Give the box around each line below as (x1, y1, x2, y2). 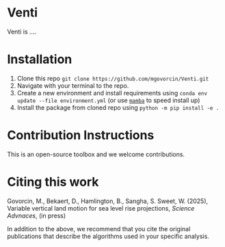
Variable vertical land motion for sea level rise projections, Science (7, 204, 195, 212)
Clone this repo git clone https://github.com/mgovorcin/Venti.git (16, 74, 209, 82)
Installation (7, 51, 72, 67)
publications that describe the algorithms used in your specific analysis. (7, 232, 210, 240)
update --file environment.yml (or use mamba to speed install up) (16, 96, 200, 104)
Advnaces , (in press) (7, 211, 66, 220)
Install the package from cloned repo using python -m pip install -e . (16, 103, 220, 111)
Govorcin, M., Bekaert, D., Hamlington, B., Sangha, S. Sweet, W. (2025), (7, 197, 209, 205)
